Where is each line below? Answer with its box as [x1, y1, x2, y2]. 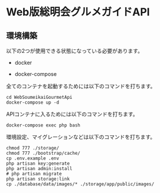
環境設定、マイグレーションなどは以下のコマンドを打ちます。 [6, 134, 156, 140]
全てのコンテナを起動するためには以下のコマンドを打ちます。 [6, 83, 156, 89]
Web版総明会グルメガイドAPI [6, 5, 150, 19]
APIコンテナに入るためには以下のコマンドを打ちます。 [6, 111, 138, 118]
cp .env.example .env [6, 155, 60, 161]
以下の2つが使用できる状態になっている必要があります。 [6, 48, 143, 54]
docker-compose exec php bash [6, 122, 81, 128]
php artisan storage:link [6, 176, 70, 182]
